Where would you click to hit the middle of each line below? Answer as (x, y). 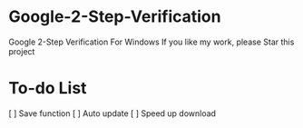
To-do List (48, 89)
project (22, 51)
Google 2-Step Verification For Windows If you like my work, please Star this (151, 42)
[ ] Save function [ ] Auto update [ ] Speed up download (112, 113)
